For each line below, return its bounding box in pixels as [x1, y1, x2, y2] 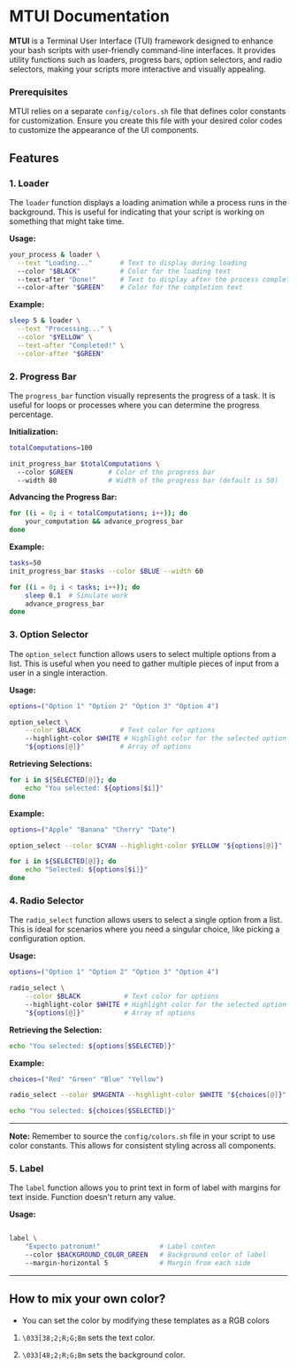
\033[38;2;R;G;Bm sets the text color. [21, 1332, 156, 1342]
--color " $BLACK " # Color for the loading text [17, 267, 232, 275]
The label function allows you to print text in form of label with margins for [9, 1182, 281, 1193]
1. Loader [9, 177, 49, 189]
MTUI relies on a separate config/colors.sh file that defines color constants [9, 106, 286, 117]
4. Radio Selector [9, 894, 84, 907]
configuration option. [9, 933, 86, 944]
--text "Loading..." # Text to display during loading [17, 259, 247, 267]
